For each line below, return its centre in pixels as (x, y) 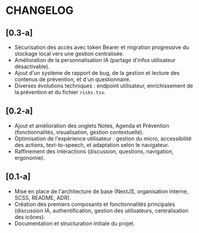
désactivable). (32, 66)
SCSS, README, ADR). (43, 197)
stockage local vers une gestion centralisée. (69, 54)
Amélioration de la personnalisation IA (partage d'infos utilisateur (95, 60)
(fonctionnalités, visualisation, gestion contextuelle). (79, 132)
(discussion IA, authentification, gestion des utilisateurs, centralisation (101, 210)
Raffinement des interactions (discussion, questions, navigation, (94, 151)
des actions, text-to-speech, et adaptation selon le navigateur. (92, 145)
